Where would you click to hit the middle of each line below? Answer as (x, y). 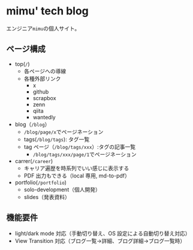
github (41, 92)
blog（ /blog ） (32, 124)
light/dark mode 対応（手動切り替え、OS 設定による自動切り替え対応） (102, 233)
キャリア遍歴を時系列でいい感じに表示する (76, 168)
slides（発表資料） (47, 197)
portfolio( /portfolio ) (41, 182)
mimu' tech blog (47, 11)
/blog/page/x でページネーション (64, 132)
